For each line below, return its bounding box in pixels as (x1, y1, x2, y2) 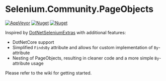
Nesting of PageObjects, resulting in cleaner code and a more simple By (12, 55, 160, 61)
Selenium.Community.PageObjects (5, 3, 154, 15)
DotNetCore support (12, 39, 55, 45)
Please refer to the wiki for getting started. (5, 70, 92, 76)
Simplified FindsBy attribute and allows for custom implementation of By (12, 44, 159, 50)
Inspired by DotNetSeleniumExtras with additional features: (5, 29, 126, 35)
